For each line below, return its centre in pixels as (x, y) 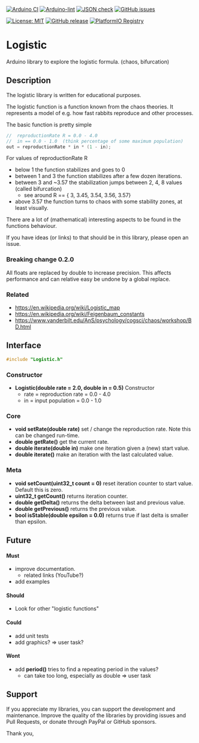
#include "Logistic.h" (34, 359)
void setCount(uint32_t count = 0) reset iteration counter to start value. (104, 483)
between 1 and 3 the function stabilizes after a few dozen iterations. (98, 176)
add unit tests (32, 636)
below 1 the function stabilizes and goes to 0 (70, 170)
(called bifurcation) (38, 189)
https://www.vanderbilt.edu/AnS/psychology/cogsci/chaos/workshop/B (103, 320)
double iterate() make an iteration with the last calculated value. (94, 455)
